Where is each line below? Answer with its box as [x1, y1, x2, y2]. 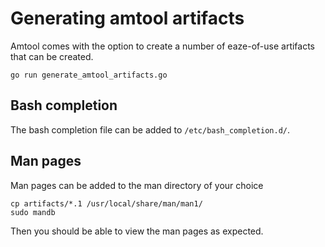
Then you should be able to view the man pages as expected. [10, 225, 264, 237]
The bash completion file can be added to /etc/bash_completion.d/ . [10, 123, 291, 136]
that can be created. [10, 50, 94, 62]
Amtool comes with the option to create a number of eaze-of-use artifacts [10, 40, 316, 52]
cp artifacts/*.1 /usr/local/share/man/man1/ [10, 198, 203, 209]
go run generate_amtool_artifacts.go [10, 70, 168, 80]
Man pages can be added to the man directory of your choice [10, 179, 264, 191]
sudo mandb [10, 207, 56, 217]
